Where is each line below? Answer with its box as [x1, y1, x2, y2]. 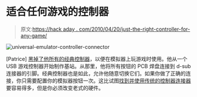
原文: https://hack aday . [20, 26, 78, 33]
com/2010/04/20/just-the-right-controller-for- [79, 26, 191, 33]
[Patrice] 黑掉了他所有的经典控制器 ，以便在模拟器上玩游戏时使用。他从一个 [6, 55, 188, 62]
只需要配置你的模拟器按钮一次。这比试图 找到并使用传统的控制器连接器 [21, 77, 191, 84]
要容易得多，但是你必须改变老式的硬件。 [6, 84, 104, 91]
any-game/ [20, 32, 47, 39]
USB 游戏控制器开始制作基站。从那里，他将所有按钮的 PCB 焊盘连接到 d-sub [6, 62, 191, 70]
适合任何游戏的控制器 [6, 5, 110, 19]
